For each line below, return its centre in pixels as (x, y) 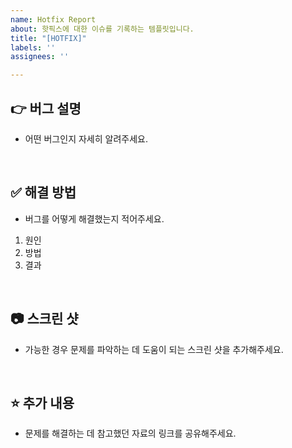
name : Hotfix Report (53, 19)
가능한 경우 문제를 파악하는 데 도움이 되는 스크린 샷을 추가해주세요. (154, 349)
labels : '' (33, 47)
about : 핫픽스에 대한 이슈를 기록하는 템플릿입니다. (102, 29)
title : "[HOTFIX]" (48, 38)
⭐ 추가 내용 (42, 402)
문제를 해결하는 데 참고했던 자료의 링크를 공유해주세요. (130, 433)
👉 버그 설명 (46, 108)
